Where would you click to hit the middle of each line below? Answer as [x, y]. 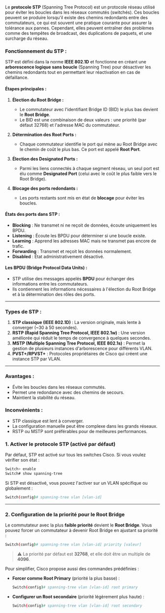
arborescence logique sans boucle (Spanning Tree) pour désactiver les [78, 67]
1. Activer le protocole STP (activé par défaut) [60, 444]
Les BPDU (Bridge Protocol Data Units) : [46, 268]
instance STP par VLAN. [37, 359]
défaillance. [17, 78]
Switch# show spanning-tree [34, 473]
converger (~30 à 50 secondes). [45, 328]
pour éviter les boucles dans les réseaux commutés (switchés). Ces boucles [82, 12]
